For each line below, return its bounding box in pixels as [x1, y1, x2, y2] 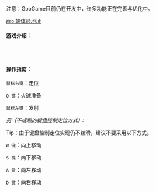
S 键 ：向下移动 [6, 154, 42, 161]
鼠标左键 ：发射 [6, 105, 39, 112]
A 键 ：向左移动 [6, 166, 42, 173]
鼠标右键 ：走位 [6, 79, 39, 86]
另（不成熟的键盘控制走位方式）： [6, 117, 86, 124]
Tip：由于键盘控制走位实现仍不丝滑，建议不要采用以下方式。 [6, 129, 152, 136]
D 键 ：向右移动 [6, 179, 42, 186]
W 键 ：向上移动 [6, 142, 42, 149]
